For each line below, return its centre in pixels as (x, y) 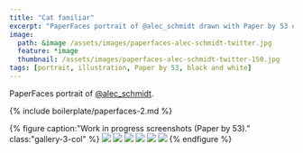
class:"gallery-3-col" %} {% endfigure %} (121, 139)
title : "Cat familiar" (52, 18)
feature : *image (48, 51)
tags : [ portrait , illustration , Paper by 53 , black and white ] (131, 68)
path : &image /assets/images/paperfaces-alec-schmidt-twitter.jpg (145, 43)
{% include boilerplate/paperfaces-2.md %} (91, 111)
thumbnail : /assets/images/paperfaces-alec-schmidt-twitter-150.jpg (149, 59)
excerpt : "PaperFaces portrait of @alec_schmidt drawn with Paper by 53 (149, 26)
